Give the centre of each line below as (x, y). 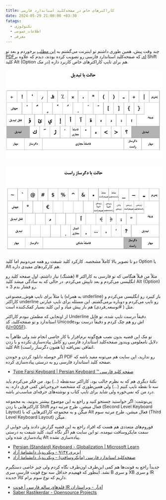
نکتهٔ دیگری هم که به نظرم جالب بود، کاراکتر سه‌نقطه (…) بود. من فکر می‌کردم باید (81, 381)
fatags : (14, 21)
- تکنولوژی (21, 26)
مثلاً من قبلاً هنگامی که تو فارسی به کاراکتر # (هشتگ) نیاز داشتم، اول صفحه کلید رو (82, 276)
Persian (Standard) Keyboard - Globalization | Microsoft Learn (76, 447)
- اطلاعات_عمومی (26, 31)
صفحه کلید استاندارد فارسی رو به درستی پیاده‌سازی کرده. (58, 362)
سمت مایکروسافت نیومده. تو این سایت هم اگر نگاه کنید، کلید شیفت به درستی (77, 432)
